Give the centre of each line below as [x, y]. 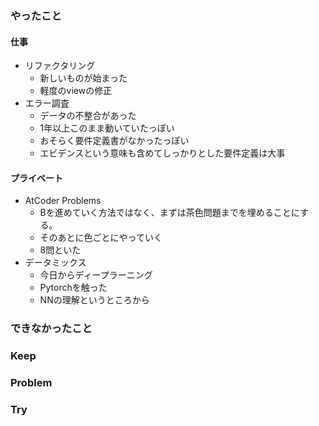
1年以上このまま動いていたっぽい [107, 128]
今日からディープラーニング [96, 275]
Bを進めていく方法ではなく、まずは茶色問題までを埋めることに [169, 213]
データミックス [55, 263]
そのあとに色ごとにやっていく [101, 238]
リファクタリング [60, 66]
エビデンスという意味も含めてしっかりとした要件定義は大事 [162, 153]
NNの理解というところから [94, 300]
